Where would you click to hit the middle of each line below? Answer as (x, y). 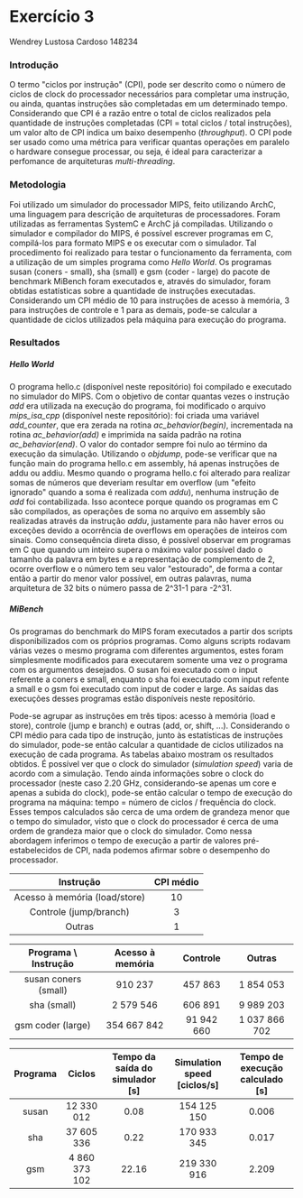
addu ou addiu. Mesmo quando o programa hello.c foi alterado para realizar (150, 473)
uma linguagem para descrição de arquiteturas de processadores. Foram (145, 214)
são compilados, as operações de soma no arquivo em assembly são (138, 511)
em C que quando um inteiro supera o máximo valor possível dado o (136, 550)
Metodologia (37, 185)
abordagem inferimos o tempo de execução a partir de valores (125, 841)
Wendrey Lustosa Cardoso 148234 (73, 41)
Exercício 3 (52, 17)
